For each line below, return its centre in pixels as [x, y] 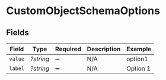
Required [68, 49]
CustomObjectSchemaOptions [83, 11]
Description [104, 49]
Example [139, 49]
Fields [18, 33]
